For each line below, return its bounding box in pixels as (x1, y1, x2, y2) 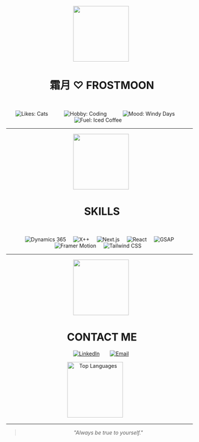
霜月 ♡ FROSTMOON (49, 79, 155, 92)
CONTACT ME (67, 330, 137, 344)
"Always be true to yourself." (73, 429, 143, 436)
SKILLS (84, 205, 120, 218)
